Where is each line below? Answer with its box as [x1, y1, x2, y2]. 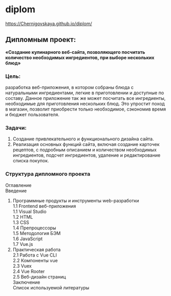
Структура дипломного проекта [5, 171, 91, 178]
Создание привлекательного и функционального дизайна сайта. [12, 136, 154, 142]
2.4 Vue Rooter [12, 268, 45, 274]
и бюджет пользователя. [5, 112, 60, 118]
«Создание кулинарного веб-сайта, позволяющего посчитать [5, 49, 145, 55]
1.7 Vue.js [12, 241, 33, 247]
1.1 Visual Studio [12, 208, 47, 215]
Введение [5, 187, 27, 194]
